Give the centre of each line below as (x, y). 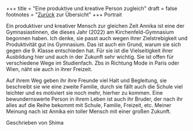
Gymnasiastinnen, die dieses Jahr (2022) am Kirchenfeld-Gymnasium (90, 32)
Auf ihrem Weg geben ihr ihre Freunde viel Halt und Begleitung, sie (87, 80)
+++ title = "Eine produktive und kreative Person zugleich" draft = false (92, 8)
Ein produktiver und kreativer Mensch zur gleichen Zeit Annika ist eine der (95, 26)
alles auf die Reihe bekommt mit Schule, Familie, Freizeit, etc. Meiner (89, 105)
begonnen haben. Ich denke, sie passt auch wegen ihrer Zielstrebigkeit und (97, 38)
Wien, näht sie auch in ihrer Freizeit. (49, 69)
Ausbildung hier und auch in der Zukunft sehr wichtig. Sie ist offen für (90, 57)
